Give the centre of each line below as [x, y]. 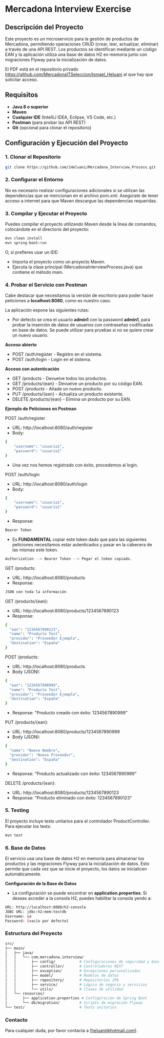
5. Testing [17, 810]
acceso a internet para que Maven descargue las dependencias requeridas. [81, 201]
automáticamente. [23, 874]
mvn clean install [24, 238]
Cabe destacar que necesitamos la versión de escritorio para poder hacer [79, 295]
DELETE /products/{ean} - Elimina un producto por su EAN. [72, 399]
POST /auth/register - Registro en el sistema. [57, 354]
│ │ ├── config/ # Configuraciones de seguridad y [77, 962]
